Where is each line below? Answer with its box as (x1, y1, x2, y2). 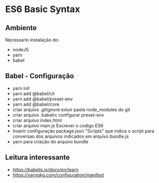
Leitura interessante (5, 153, 70, 162)
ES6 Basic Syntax (5, 4, 80, 15)
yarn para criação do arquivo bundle (12, 138, 88, 144)
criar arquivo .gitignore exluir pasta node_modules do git (12, 107, 130, 113)
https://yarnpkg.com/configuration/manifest (12, 172, 104, 178)
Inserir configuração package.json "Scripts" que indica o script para (12, 128, 155, 134)
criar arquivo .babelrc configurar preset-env (12, 112, 104, 118)
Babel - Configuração (5, 72, 74, 80)
